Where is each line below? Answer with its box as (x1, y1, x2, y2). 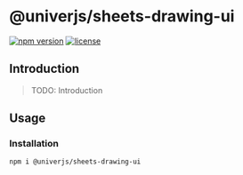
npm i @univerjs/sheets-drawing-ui (9, 157, 142, 166)
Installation (9, 138, 60, 150)
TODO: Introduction (30, 84, 103, 95)
